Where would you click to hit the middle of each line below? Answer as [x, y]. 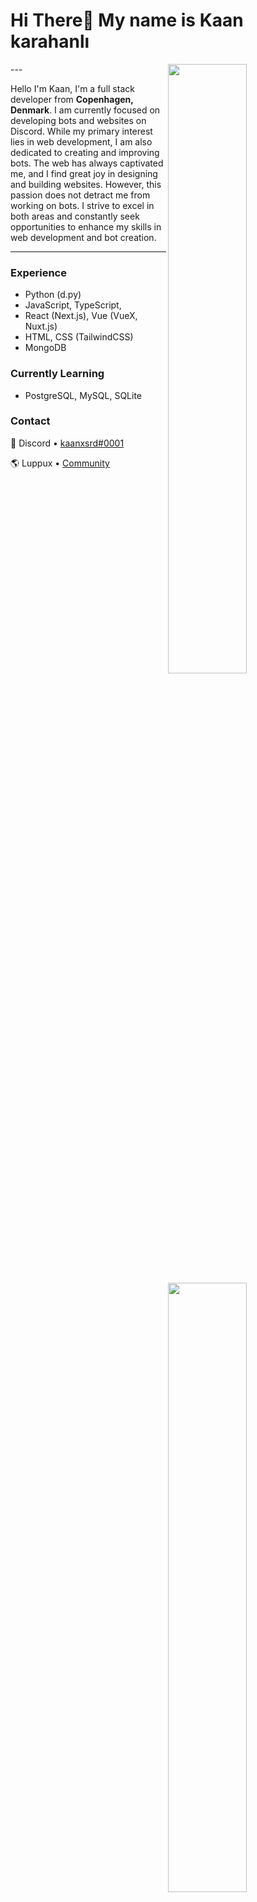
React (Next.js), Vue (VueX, [81, 316]
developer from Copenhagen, [72, 99]
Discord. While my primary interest [81, 131]
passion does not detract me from [80, 195]
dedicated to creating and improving [85, 152]
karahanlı [50, 41]
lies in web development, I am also [81, 141]
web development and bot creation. [83, 237]
